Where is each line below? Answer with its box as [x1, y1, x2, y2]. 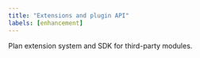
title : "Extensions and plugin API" [8, 11, 129, 20]
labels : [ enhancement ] [8, 19, 83, 27]
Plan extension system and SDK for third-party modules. [8, 41, 193, 50]
